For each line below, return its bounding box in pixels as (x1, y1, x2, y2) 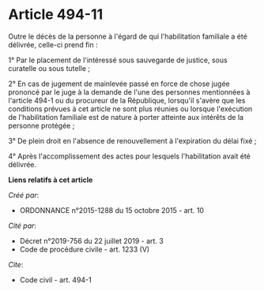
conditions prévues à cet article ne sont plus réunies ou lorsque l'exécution (8, 104, 253, 114)
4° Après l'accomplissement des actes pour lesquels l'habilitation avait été (8, 151, 251, 161)
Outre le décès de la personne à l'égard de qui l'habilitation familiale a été (8, 32, 247, 41)
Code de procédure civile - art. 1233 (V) (19, 244, 150, 254)
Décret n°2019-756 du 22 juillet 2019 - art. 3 (19, 236, 164, 245)
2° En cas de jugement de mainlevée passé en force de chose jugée (8, 79, 231, 88)
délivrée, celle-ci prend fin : (8, 39, 98, 49)
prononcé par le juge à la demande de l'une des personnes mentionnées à (8, 87, 251, 96)
